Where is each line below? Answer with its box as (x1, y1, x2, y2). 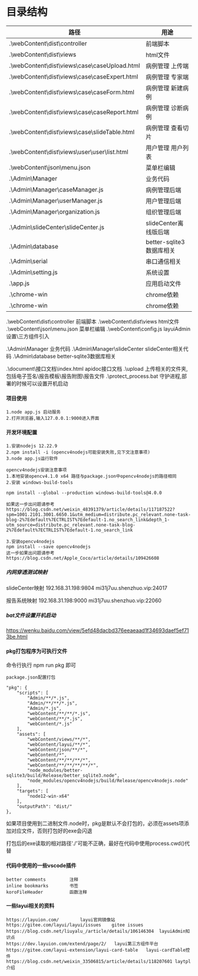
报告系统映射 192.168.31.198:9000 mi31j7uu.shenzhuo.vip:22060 (6, 597, 162, 604)
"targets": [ (16, 788, 49, 794)
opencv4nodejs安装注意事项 (6, 467, 67, 473)
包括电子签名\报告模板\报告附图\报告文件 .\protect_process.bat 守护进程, (6, 373, 182, 380)
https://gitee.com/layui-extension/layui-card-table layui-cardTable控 (6, 947, 190, 953)
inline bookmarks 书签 (6, 883, 78, 889)
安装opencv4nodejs (11, 538, 55, 545)
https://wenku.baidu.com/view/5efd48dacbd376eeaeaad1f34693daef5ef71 (6, 627, 190, 634)
